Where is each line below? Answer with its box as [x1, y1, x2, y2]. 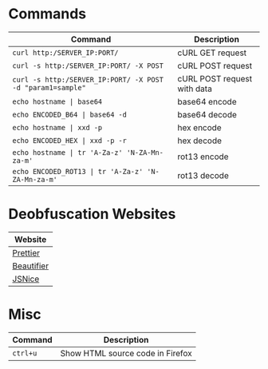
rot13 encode [177, 151, 229, 162]
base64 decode [177, 109, 238, 120]
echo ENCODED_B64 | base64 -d [12, 109, 128, 119]
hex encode [177, 121, 222, 133]
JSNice [12, 273, 40, 284]
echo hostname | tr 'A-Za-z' [12, 148, 123, 157]
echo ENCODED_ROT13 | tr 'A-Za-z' [12, 167, 144, 176]
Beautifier [12, 260, 49, 272]
